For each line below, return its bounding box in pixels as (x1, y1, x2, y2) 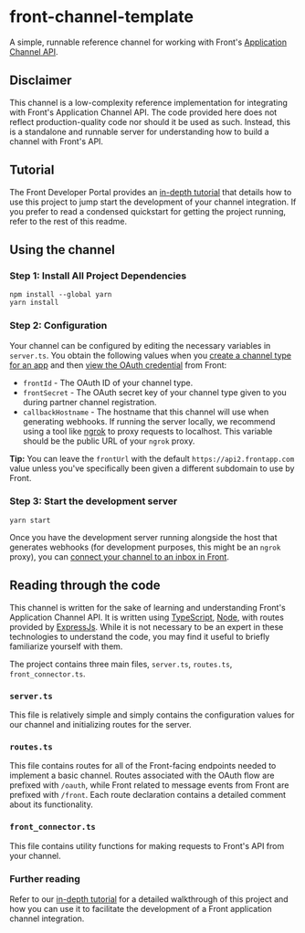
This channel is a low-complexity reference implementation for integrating (9, 97, 288, 108)
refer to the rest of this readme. (9, 215, 128, 226)
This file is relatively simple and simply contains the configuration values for (9, 709, 295, 720)
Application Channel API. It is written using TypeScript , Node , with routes (9, 612, 285, 623)
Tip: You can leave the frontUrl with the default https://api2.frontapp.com (9, 453, 295, 464)
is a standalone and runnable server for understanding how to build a (9, 126, 269, 137)
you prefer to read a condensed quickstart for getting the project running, (9, 205, 286, 216)
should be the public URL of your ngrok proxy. (22, 435, 195, 446)
